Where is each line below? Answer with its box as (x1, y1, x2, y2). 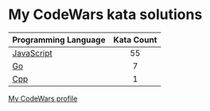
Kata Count (113, 34, 157, 45)
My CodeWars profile (8, 94, 78, 103)
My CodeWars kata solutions (8, 6, 203, 24)
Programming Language (12, 34, 106, 45)
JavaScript (12, 48, 53, 59)
